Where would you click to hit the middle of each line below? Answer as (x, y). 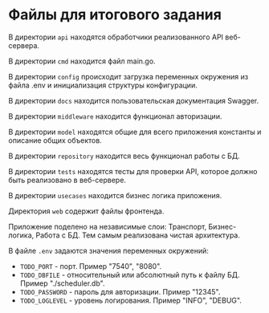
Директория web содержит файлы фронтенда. (86, 211)
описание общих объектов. (55, 140)
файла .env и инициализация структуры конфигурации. (103, 85)
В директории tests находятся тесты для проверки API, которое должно (133, 171)
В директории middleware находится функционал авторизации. (115, 116)
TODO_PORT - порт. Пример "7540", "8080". (91, 266)
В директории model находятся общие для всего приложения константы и (135, 132)
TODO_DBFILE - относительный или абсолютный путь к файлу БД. (130, 274)
